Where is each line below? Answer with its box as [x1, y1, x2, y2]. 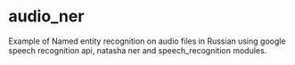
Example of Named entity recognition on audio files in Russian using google [8, 36, 286, 46]
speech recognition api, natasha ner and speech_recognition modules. [8, 45, 267, 55]
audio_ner [8, 6, 85, 27]
